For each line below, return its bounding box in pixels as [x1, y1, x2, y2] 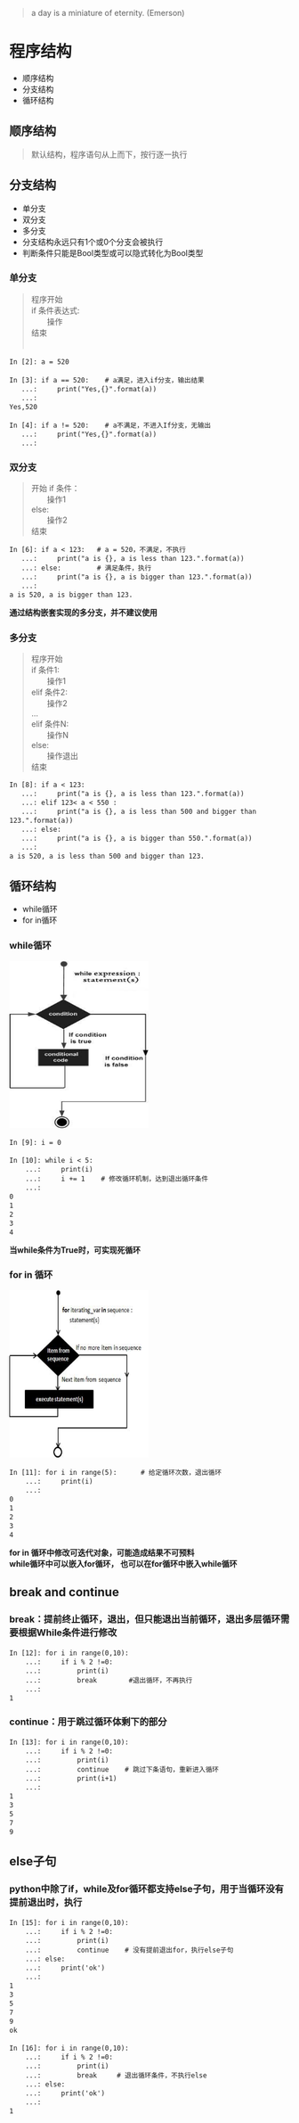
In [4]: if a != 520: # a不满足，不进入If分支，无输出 [9, 421, 212, 430]
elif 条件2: [30, 687, 69, 698]
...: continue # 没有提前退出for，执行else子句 [25, 1946, 234, 1954]
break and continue [9, 1584, 120, 1600]
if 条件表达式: [30, 305, 80, 316]
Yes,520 [9, 402, 38, 411]
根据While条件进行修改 [18, 1626, 117, 1639]
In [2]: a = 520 [9, 357, 69, 366]
